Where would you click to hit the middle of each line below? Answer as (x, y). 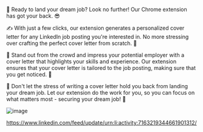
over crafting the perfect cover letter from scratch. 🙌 (72, 43)
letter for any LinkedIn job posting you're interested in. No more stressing (98, 37)
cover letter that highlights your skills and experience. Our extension (92, 61)
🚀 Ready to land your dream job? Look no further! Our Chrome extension (97, 9)
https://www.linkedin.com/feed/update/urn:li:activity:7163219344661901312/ (101, 123)
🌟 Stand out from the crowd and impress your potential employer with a (95, 55)
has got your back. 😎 (33, 16)
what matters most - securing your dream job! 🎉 (66, 99)
